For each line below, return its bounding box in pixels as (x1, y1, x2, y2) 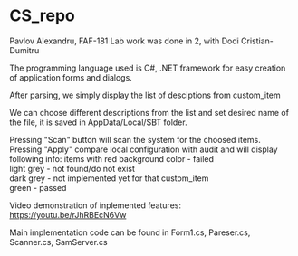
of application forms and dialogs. (9, 71, 133, 82)
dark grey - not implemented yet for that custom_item (9, 173, 209, 184)
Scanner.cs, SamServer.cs (9, 236, 108, 247)
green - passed (9, 182, 67, 193)
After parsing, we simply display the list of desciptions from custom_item (9, 90, 281, 100)
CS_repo (9, 5, 75, 26)
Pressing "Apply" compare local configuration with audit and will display (9, 144, 278, 155)
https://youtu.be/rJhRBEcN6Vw (9, 209, 127, 220)
